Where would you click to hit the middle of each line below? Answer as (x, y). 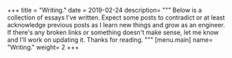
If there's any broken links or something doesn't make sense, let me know (113, 32)
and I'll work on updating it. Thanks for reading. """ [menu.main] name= (110, 40)
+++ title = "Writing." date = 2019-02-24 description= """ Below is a (105, 10)
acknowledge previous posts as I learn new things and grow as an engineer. (116, 25)
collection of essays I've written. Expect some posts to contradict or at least (116, 17)
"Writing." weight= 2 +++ (43, 47)
